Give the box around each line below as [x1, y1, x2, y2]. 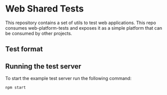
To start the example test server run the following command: [5, 75, 132, 81]
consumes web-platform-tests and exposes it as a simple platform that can [5, 25, 162, 31]
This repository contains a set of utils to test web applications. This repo [5, 20, 156, 26]
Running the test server [5, 62, 82, 70]
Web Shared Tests [5, 3, 84, 15]
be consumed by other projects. [5, 30, 73, 36]
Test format [5, 45, 43, 53]
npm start [5, 85, 26, 90]
